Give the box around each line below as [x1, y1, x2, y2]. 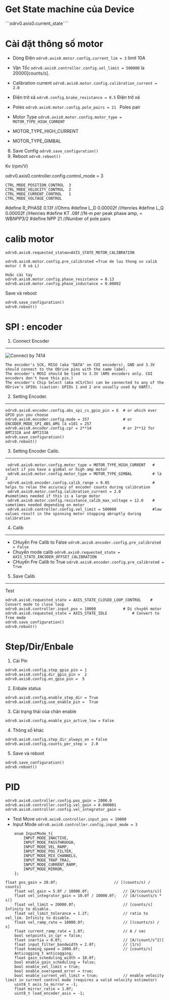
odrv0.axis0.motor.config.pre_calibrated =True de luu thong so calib [5, 259, 157, 264]
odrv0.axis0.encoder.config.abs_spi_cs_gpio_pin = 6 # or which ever [5, 408, 157, 413]
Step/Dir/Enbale [5, 640, 74, 652]
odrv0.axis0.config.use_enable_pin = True [5, 699, 99, 704]
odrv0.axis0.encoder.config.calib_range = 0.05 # [7, 480, 155, 485]
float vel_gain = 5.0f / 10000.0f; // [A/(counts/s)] [14, 888, 162, 893]
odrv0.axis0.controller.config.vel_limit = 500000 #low [7, 507, 162, 512]
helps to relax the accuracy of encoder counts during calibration [5, 484, 151, 490]
